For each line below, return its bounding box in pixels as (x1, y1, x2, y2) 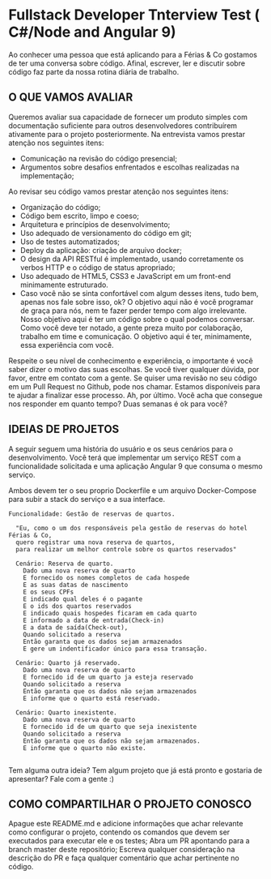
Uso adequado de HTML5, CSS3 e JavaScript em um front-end (19, 271, 231, 281)
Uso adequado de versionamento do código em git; (19, 228, 192, 238)
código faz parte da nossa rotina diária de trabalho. (8, 66, 180, 76)
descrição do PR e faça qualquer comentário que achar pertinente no (8, 853, 240, 863)
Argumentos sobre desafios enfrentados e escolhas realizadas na (19, 162, 240, 172)
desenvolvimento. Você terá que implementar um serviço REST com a (8, 452, 241, 462)
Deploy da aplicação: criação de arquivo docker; (19, 245, 182, 255)
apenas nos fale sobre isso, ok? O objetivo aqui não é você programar (19, 297, 254, 307)
